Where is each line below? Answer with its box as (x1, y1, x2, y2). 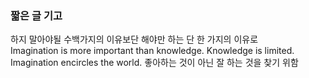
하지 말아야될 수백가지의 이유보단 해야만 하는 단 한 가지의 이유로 (10, 33, 259, 46)
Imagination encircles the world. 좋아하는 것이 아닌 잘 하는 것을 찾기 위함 (10, 57, 299, 69)
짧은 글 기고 (10, 8, 63, 22)
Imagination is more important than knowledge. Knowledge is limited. (10, 45, 295, 57)
